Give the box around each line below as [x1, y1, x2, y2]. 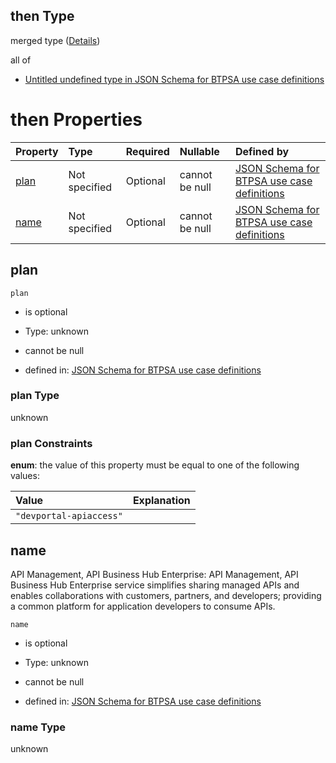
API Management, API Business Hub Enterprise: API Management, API [10, 568, 299, 580]
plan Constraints [10, 436, 93, 450]
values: [10, 470, 40, 482]
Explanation [132, 494, 191, 508]
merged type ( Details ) [10, 34, 101, 46]
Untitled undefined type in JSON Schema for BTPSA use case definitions [24, 73, 325, 85]
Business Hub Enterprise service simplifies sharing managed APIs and [10, 579, 300, 591]
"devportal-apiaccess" [15, 510, 123, 522]
